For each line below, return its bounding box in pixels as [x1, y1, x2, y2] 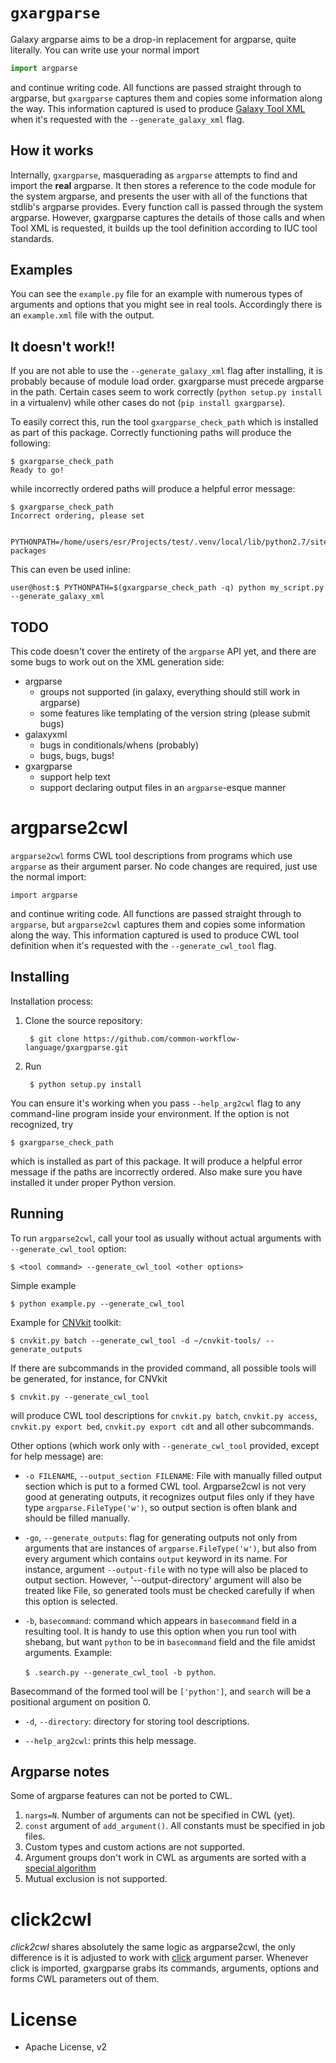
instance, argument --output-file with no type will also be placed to [24, 1563, 308, 1575]
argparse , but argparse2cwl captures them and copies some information [10, 919, 306, 930]
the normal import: [10, 871, 87, 883]
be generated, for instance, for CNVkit [10, 1372, 168, 1384]
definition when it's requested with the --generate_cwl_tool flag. [10, 940, 277, 951]
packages [10, 546, 47, 556]
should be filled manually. [24, 1512, 131, 1524]
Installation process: [10, 995, 94, 1007]
